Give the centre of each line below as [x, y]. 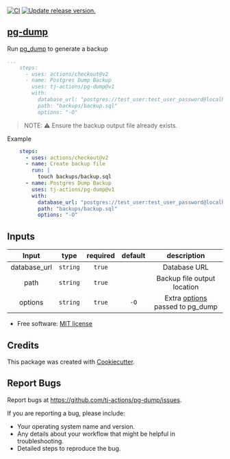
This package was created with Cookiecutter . [71, 362]
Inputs [21, 236]
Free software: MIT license [54, 324]
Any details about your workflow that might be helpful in [96, 434]
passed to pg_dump [186, 307]
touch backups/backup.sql [74, 177]
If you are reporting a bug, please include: [66, 413]
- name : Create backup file [65, 164]
